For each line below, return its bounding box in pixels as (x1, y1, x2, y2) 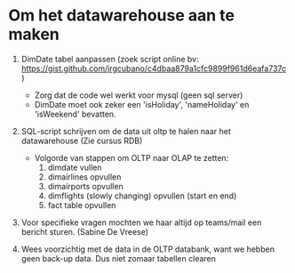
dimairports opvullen (47, 181, 124, 191)
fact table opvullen (47, 199, 116, 210)
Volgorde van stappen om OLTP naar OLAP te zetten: (34, 152, 229, 163)
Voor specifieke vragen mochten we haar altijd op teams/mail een (20, 217, 262, 228)
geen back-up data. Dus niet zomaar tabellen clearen (20, 253, 217, 263)
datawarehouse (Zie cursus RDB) (20, 135, 143, 146)
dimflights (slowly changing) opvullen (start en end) (47, 190, 237, 201)
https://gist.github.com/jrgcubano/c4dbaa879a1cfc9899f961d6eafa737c (20, 63, 286, 74)
